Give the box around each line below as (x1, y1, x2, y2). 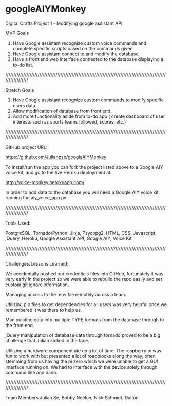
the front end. (5, 322, 34, 328)
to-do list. (12, 62, 33, 68)
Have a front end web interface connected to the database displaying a (12, 56, 164, 62)
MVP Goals (5, 30, 29, 36)
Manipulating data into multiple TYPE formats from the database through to (5, 316, 164, 323)
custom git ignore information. (5, 281, 69, 288)
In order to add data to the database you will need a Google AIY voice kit (5, 189, 159, 195)
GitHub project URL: (5, 144, 48, 150)
